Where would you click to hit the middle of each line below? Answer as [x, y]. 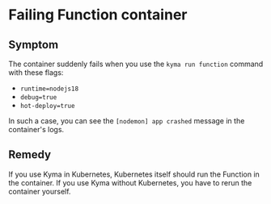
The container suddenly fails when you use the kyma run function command [136, 64]
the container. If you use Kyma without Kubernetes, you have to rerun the [130, 182]
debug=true [38, 98]
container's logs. [36, 129]
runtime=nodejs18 [49, 89]
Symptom [34, 45]
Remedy [30, 155]
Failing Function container [98, 15]
